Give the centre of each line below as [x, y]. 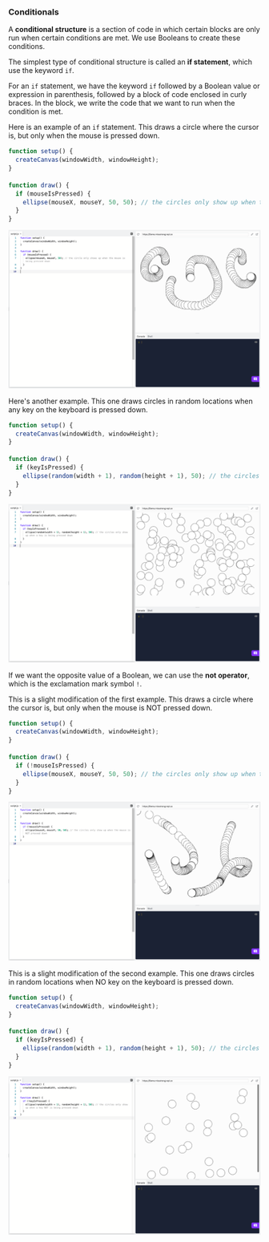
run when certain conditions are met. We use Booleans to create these [124, 38]
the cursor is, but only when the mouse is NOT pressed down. [110, 707]
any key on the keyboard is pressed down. [78, 409]
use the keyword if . [41, 71]
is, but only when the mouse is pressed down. [84, 136]
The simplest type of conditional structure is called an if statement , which [130, 62]
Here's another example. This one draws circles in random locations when [131, 401]
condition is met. [36, 111]
